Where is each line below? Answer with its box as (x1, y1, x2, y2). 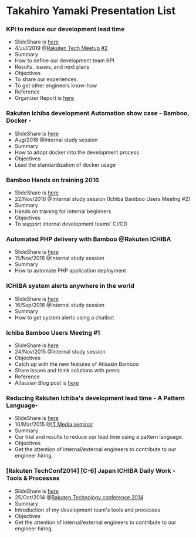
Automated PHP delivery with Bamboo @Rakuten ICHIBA (6, 235, 171, 243)
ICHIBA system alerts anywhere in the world (6, 282, 135, 290)
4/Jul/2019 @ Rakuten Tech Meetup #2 (14, 45, 108, 52)
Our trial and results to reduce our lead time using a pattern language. (14, 433, 184, 441)
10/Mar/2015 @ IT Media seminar (14, 421, 93, 428)
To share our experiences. (14, 76, 78, 83)
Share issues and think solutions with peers (14, 366, 120, 374)
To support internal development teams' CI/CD (14, 220, 128, 227)
